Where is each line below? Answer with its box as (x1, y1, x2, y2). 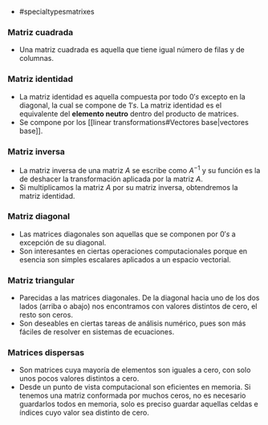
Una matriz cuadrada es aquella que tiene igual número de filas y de (18, 45, 246, 55)
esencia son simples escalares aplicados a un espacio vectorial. (18, 254, 232, 264)
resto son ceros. (18, 310, 74, 320)
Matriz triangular (7, 274, 75, 285)
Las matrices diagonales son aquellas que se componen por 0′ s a (18, 229, 236, 239)
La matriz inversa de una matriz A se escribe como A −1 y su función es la (18, 164, 261, 175)
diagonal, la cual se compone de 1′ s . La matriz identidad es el (18, 100, 222, 110)
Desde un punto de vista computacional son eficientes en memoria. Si (18, 382, 251, 392)
